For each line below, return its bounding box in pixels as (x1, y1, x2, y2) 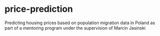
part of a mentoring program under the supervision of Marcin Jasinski (4, 25, 146, 31)
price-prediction (4, 3, 73, 15)
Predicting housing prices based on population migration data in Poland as (4, 20, 156, 26)
